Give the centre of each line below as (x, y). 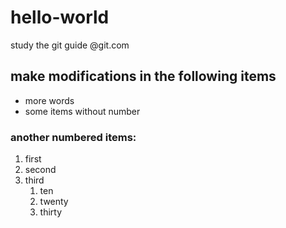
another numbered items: (73, 137)
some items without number (82, 111)
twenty (54, 202)
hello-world (60, 17)
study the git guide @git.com (70, 45)
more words (49, 100)
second (40, 170)
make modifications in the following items (143, 76)
